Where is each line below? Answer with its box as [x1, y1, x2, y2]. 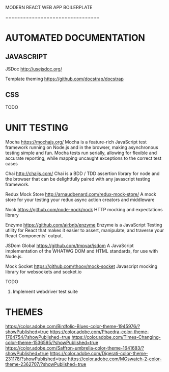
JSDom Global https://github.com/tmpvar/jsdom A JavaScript [5, 242, 134, 249]
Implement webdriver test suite [12, 288, 78, 294]
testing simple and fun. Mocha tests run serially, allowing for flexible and [5, 150, 157, 156]
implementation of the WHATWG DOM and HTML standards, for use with [5, 247, 158, 254]
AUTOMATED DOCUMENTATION [5, 32, 145, 44]
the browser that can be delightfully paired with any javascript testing [5, 176, 151, 182]
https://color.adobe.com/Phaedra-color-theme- [49, 329, 149, 335]
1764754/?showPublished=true [5, 334, 71, 340]
